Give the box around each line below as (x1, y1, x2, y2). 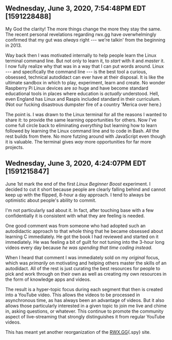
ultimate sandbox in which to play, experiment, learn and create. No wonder (5, 79, 166, 85)
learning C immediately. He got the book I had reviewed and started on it (5, 234, 159, 240)
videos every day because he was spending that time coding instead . (5, 244, 152, 250)
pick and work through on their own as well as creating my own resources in (5, 271, 167, 277)
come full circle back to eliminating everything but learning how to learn (5, 122, 158, 128)
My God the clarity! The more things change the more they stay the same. (5, 26, 162, 32)
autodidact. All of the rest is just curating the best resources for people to (5, 265, 161, 272)
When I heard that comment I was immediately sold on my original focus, (5, 254, 160, 260)
